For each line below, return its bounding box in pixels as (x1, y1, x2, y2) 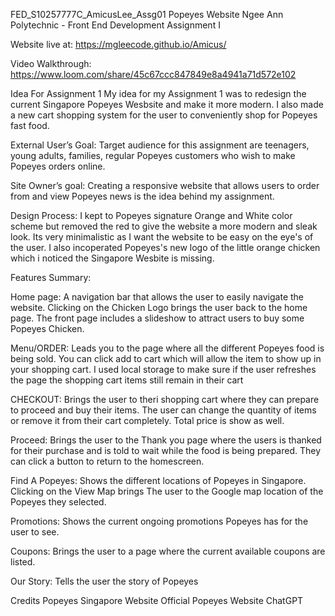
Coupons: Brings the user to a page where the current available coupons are (10, 545, 326, 557)
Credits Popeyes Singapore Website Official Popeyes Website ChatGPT (10, 595, 304, 606)
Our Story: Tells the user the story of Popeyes (10, 575, 199, 587)
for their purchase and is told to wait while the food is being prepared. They (10, 445, 322, 456)
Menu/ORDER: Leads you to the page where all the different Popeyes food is (10, 342, 325, 354)
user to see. (10, 526, 60, 538)
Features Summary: (10, 272, 92, 283)
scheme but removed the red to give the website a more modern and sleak (10, 220, 318, 232)
